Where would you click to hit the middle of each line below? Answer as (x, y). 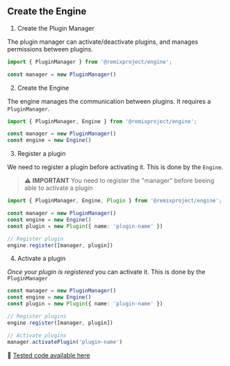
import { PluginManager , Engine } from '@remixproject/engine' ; (102, 121)
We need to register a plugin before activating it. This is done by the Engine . (115, 167)
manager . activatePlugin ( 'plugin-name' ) (65, 342)
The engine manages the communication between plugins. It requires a (109, 101)
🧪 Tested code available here (49, 355)
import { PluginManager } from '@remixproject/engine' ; (90, 62)
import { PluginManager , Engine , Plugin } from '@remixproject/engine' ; (115, 201)
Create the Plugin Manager (56, 28)
